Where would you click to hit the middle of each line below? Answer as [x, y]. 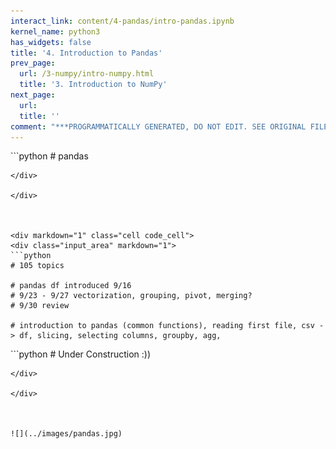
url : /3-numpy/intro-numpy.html [87, 74]
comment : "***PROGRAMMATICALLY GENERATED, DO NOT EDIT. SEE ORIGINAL [158, 126]
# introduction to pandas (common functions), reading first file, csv [162, 326]
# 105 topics [37, 266]
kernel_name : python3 [55, 31]
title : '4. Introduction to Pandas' [86, 53]
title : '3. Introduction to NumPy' [93, 85]
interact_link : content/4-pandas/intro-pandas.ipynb [122, 21]
